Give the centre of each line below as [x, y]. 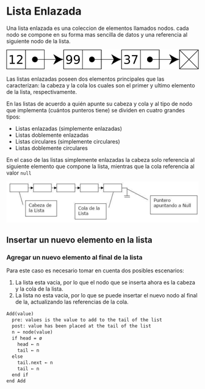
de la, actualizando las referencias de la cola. [72, 302]
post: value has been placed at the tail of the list [81, 326]
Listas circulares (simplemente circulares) [67, 141]
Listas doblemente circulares [52, 148]
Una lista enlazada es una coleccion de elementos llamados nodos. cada [98, 28]
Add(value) [20, 314]
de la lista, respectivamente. [42, 92]
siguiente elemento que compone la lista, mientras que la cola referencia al [100, 166]
